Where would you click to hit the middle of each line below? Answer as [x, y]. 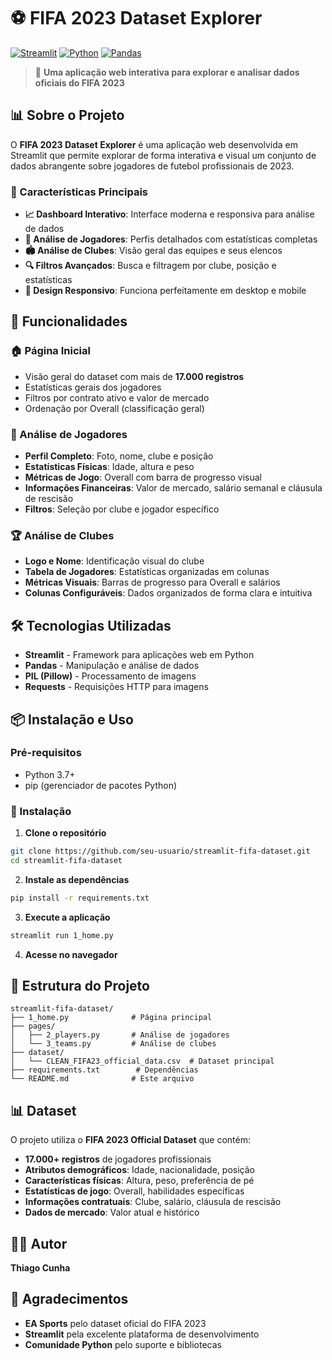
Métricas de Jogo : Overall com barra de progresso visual [143, 477]
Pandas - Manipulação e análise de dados [112, 666]
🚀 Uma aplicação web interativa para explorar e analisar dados [167, 72]
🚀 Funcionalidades [69, 321]
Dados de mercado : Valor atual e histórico [112, 1212]
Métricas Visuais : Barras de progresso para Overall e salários [152, 582]
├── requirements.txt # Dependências [104, 1070]
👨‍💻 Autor [39, 1243]
